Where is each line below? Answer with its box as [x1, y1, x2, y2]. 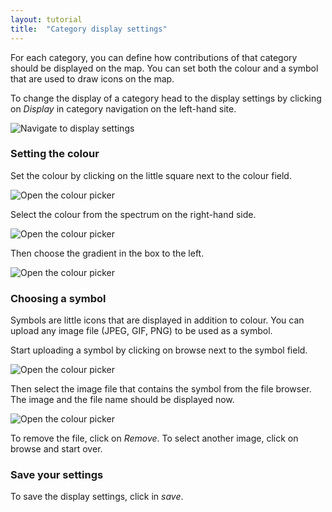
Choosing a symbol [10, 291, 107, 305]
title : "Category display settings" [10, 24, 168, 34]
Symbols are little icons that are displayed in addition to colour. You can [10, 314, 305, 326]
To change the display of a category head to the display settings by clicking [10, 92, 322, 104]
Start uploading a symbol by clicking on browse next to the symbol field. [10, 344, 308, 356]
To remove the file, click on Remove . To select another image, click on [10, 432, 299, 445]
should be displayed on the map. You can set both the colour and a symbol [10, 62, 319, 74]
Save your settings [10, 468, 104, 482]
